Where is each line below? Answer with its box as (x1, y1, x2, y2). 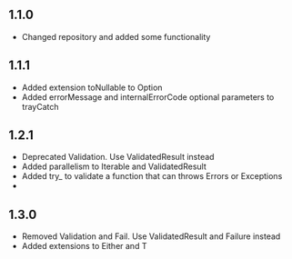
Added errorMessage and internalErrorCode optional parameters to (21, 91, 275, 103)
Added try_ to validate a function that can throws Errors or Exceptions (21, 171, 283, 182)
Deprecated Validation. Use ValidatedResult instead (21, 152, 215, 163)
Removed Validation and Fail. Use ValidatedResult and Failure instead (21, 231, 281, 242)
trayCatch (21, 101, 59, 112)
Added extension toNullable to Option (21, 82, 163, 93)
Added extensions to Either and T (21, 241, 147, 252)
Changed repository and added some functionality (21, 31, 211, 42)
